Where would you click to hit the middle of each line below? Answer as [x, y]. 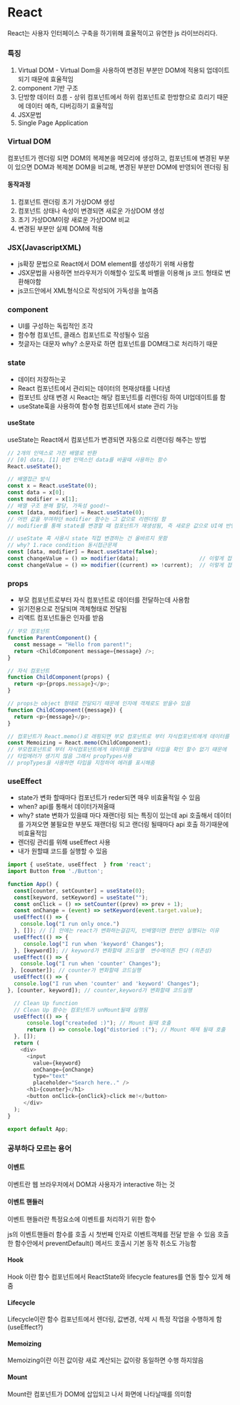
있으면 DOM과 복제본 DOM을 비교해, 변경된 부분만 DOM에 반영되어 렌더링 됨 [122, 167]
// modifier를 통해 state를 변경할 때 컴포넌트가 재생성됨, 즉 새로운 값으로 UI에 [115, 525]
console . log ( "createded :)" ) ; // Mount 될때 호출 [99, 1023]
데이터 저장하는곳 [42, 379]
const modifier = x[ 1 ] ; [43, 499]
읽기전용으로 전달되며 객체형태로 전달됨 [72, 609]
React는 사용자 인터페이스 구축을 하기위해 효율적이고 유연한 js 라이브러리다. [112, 33]
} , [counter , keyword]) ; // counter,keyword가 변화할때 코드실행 [100, 990]
